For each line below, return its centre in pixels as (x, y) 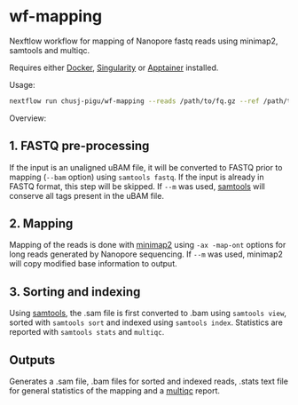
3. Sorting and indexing (75, 292)
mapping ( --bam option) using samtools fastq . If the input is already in (137, 177)
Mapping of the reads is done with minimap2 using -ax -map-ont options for (148, 245)
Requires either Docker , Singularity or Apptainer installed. (114, 67)
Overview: (28, 118)
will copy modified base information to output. (93, 264)
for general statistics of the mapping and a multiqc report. (114, 391)
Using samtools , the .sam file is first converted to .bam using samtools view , (148, 314)
